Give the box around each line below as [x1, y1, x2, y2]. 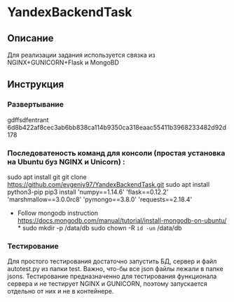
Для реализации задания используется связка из [7, 51, 156, 59]
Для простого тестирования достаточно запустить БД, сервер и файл [7, 257, 217, 265]
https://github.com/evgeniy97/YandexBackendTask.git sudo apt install [7, 180, 210, 188]
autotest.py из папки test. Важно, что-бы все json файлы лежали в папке [7, 265, 223, 273]
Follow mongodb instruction [17, 209, 99, 217]
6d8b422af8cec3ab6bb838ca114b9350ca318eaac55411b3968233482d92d [7, 123, 226, 131]
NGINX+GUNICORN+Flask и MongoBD [7, 58, 119, 67]
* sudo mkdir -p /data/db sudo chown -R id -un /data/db [17, 223, 182, 232]
